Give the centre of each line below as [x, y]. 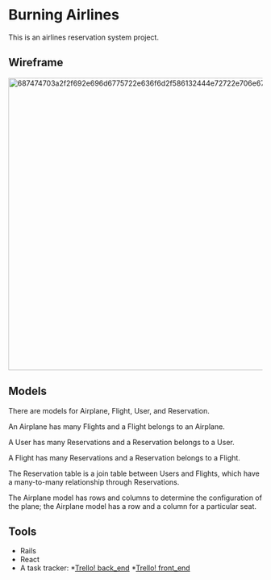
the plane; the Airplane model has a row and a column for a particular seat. [132, 506]
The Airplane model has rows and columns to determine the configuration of [135, 498]
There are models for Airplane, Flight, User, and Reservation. [109, 410]
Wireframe [36, 63]
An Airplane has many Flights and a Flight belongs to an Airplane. [117, 427]
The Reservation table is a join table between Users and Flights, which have [134, 473]
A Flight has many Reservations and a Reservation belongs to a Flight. [124, 457]
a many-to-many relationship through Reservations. [94, 481]
